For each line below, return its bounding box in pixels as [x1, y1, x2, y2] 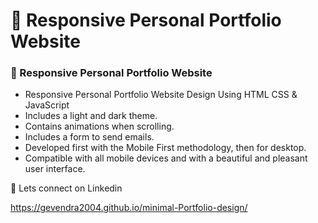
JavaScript [24, 99, 70, 111]
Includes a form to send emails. [24, 131, 155, 143]
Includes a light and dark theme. [24, 110, 158, 122]
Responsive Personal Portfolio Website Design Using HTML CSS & [24, 89, 298, 101]
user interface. [24, 163, 86, 175]
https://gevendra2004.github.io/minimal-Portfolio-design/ [10, 202, 248, 214]
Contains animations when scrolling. [24, 120, 175, 133]
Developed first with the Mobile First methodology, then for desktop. [24, 142, 307, 154]
